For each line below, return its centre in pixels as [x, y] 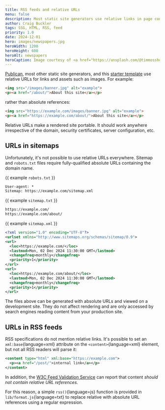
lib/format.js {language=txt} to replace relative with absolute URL [72, 397]
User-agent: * [20, 187]
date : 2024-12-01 [23, 37]
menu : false [17, 14]
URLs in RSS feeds [34, 327]
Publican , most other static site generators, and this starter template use [78, 74]
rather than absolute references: [38, 102]
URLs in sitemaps [32, 146]
